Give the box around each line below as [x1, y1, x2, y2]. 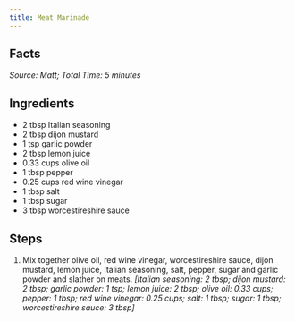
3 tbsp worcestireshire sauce [21, 205, 130, 216]
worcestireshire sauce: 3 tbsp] [21, 302, 136, 313]
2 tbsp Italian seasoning [21, 120, 111, 131]
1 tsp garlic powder [21, 139, 93, 149]
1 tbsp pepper [21, 167, 73, 178]
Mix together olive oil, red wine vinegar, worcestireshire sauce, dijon [21, 255, 274, 266]
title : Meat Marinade [9, 13, 90, 22]
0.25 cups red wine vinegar [21, 176, 123, 188]
